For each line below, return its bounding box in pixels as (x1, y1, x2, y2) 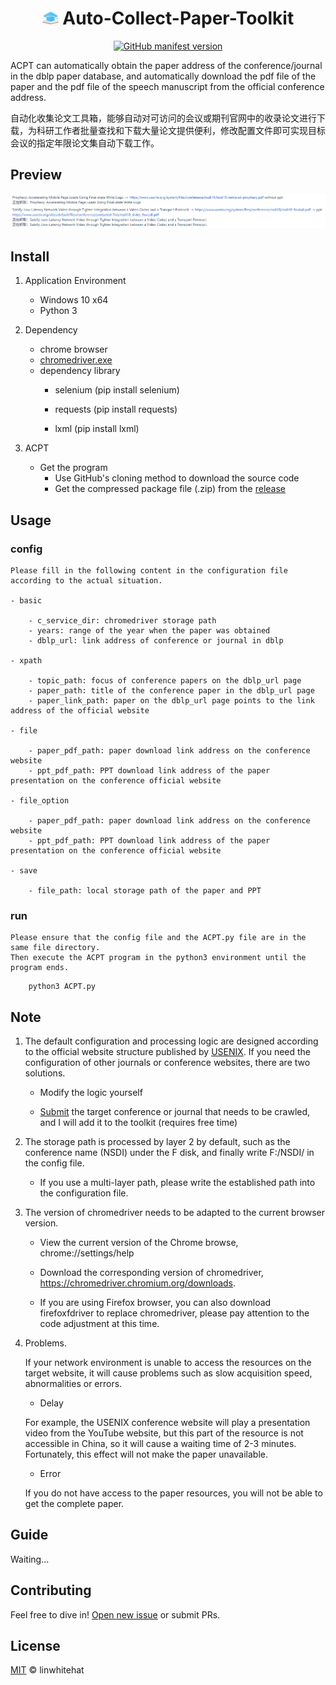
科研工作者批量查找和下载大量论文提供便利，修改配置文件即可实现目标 (36, 124, 326, 136)
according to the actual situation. (10, 575, 163, 586)
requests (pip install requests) (54, 403, 178, 416)
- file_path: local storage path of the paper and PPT (28, 885, 262, 896)
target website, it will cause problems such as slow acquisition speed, (24, 1367, 313, 1379)
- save (10, 865, 38, 876)
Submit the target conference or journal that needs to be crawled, (39, 1106, 311, 1118)
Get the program (39, 462, 108, 474)
